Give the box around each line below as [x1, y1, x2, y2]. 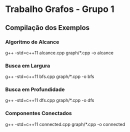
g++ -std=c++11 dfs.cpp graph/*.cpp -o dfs [5, 97, 94, 103]
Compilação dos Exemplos [5, 23, 90, 32]
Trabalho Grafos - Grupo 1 [5, 3, 114, 15]
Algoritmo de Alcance [5, 38, 59, 45]
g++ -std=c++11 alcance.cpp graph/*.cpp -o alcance [5, 49, 114, 55]
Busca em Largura [5, 62, 50, 69]
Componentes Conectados [5, 110, 72, 117]
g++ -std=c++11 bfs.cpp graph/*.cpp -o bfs [5, 73, 94, 79]
